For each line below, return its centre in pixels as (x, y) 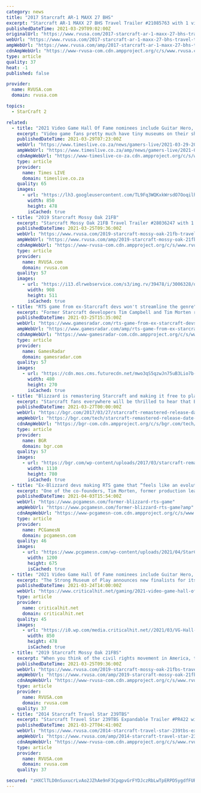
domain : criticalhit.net (53, 614)
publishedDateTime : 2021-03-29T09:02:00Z (59, 29)
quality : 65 (32, 184)
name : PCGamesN (41, 530)
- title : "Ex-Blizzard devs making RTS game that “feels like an (95, 485)
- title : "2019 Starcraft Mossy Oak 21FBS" (66, 653)
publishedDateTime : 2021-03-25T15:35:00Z (69, 318)
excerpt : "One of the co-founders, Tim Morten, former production (101, 491)
